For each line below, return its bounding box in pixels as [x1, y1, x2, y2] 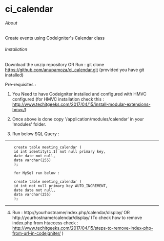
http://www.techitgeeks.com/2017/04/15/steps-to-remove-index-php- [12, 225, 153, 231]
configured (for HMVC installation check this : [12, 96, 104, 102]
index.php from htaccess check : [12, 219, 79, 226]
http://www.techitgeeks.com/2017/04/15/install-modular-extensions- [12, 101, 151, 107]
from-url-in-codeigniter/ [12, 230, 61, 236]
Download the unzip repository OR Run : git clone [5, 61, 104, 67]
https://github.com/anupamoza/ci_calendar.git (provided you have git [5, 67, 144, 72]
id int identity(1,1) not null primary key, [14, 149, 106, 154]
